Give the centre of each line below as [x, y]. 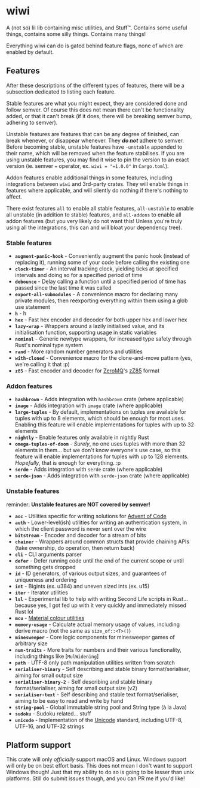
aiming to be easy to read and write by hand [69, 700]
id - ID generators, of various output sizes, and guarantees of [90, 573]
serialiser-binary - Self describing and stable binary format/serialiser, [102, 669]
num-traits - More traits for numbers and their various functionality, [98, 649]
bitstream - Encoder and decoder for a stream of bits [80, 535]
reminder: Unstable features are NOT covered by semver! [78, 504]
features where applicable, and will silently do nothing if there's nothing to [97, 190]
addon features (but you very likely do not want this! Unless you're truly [94, 221]
